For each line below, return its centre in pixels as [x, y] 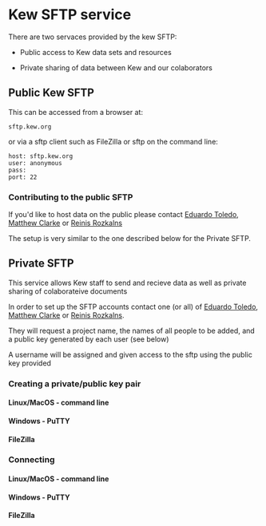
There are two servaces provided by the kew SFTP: [93, 37]
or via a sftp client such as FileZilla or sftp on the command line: [113, 141]
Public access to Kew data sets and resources [95, 52]
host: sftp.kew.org [41, 156]
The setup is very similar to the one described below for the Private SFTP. [130, 239]
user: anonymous [35, 163]
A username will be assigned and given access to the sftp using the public [131, 354]
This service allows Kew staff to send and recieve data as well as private [127, 283]
